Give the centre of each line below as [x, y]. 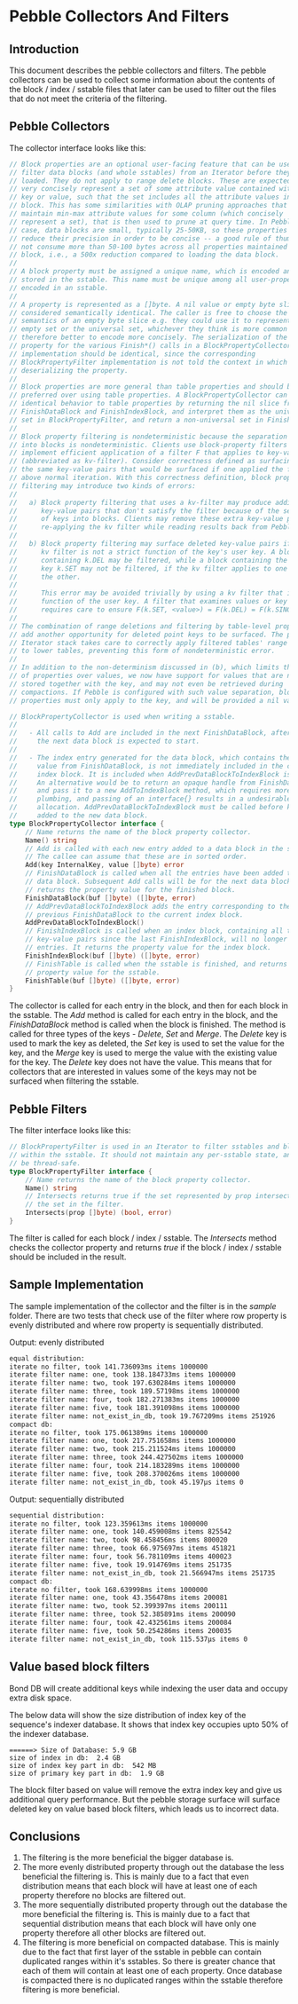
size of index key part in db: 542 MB [83, 1765]
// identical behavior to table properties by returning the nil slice [144, 404]
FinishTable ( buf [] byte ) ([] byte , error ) [102, 981]
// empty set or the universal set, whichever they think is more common [149, 329]
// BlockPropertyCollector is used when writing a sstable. [123, 716]
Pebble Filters [48, 1109]
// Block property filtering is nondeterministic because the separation [149, 437]
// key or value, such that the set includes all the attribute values [144, 197]
